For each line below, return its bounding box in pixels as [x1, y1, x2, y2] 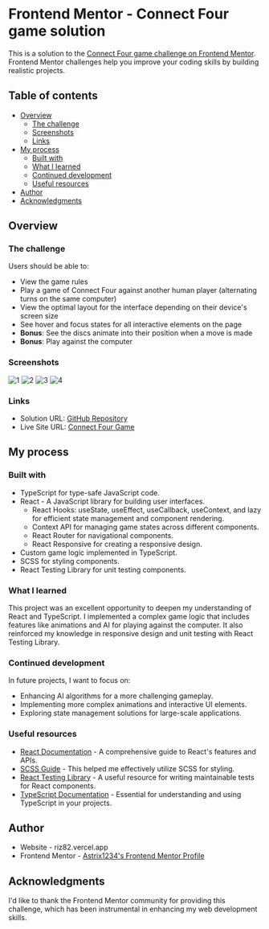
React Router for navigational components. [31, 530, 174, 540]
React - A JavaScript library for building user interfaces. [19, 496, 206, 506]
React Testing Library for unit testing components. [19, 565, 186, 574]
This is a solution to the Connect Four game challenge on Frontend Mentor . [8, 48, 256, 58]
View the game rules [19, 277, 88, 286]
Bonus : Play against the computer [19, 337, 132, 347]
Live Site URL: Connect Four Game [19, 422, 135, 432]
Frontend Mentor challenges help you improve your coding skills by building [8, 57, 259, 67]
